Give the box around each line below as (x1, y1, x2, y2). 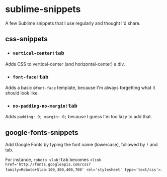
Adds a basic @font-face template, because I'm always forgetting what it (5, 84, 155, 91)
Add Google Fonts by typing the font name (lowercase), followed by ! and (5, 142, 158, 148)
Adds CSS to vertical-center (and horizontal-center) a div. (5, 61, 125, 67)
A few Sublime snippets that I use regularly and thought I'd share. (5, 20, 141, 26)
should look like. (5, 90, 39, 96)
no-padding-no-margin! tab (12, 102, 78, 109)
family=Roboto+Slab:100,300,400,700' (5, 167, 85, 172)
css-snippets (5, 35, 48, 43)
